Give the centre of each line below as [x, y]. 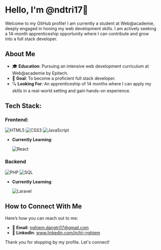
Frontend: [17, 120]
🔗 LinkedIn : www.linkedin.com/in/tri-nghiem [56, 233]
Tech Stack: [23, 106]
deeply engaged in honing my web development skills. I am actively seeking [80, 28]
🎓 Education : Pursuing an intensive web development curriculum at [80, 66]
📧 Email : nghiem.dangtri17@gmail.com [50, 227]
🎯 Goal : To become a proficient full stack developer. [64, 78]
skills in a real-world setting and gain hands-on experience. [71, 91]
